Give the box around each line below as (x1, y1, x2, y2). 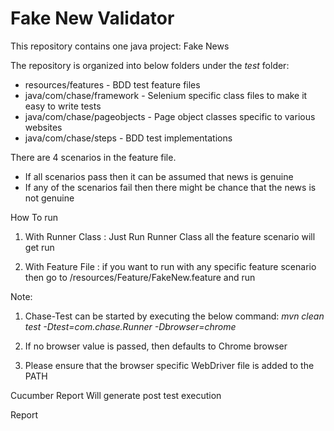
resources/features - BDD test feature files (24, 78, 201, 91)
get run (24, 241, 55, 253)
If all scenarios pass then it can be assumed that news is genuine (24, 170, 294, 182)
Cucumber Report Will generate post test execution (10, 389, 222, 401)
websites (24, 121, 63, 133)
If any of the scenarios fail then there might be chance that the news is (24, 181, 317, 193)
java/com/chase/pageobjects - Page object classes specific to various (24, 110, 316, 122)
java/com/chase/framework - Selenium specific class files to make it (24, 89, 308, 101)
